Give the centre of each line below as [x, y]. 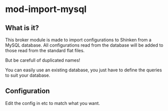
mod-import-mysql [46, 9]
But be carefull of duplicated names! [43, 60]
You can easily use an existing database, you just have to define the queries [83, 70]
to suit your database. [28, 75]
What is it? [22, 28]
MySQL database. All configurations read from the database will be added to [84, 45]
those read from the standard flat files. [45, 50]
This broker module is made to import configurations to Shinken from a [78, 40]
